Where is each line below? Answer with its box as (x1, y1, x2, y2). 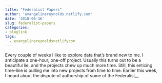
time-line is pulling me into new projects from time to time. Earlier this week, (5, 67, 158, 73)
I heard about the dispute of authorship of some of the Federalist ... (5, 72, 139, 78)
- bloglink (5, 30, 27, 34)
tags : (5, 34, 16, 39)
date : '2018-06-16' (5, 16, 45, 21)
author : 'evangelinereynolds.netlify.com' (5, 12, 93, 17)
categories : (5, 25, 29, 30)
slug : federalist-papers (5, 20, 56, 26)
